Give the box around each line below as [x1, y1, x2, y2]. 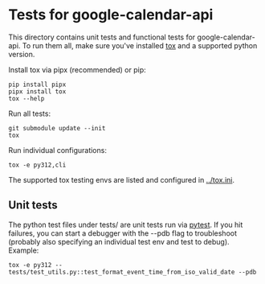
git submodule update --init [8, 124, 106, 132]
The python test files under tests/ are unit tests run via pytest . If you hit [8, 220, 243, 229]
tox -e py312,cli [8, 161, 67, 169]
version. [8, 49, 35, 59]
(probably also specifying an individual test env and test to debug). [8, 237, 230, 246]
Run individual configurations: [8, 145, 107, 154]
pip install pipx [8, 80, 67, 88]
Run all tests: [8, 109, 51, 118]
